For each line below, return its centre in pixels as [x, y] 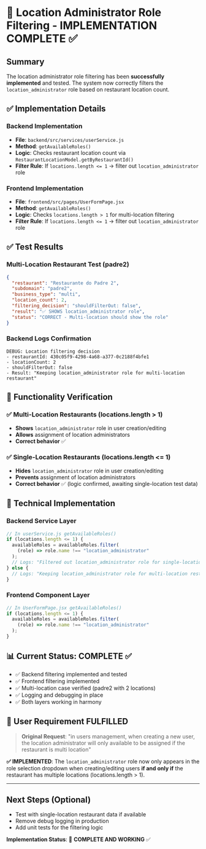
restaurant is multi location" [56, 749]
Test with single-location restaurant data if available [81, 815]
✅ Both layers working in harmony [59, 702]
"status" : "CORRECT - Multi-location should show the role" [90, 317]
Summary [25, 62]
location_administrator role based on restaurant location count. [88, 89]
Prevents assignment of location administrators [75, 477]
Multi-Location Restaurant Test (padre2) [68, 265]
